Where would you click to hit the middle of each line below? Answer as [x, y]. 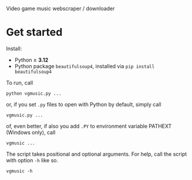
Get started [34, 32]
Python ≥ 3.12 [31, 60]
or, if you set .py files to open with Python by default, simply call [84, 104]
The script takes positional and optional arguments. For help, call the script [97, 154]
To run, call [20, 82]
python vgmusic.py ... [34, 94]
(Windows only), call [31, 132]
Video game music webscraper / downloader [60, 9]
